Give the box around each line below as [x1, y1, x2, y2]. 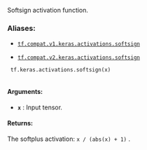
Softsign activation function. [7, 6, 89, 14]
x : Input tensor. [17, 103, 63, 111]
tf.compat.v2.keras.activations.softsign [17, 54, 140, 62]
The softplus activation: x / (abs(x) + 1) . [7, 135, 131, 143]
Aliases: [7, 23, 36, 33]
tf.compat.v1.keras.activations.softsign [17, 41, 140, 48]
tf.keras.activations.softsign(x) [10, 67, 111, 74]
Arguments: [7, 87, 43, 95]
